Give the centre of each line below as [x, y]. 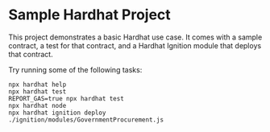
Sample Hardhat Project [89, 15]
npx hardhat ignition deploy [57, 113]
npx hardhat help [37, 85]
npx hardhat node [37, 105]
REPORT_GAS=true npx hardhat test [66, 98]
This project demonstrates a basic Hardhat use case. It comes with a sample [135, 37]
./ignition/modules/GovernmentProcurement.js [86, 120]
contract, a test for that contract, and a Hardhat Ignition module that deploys [135, 45]
